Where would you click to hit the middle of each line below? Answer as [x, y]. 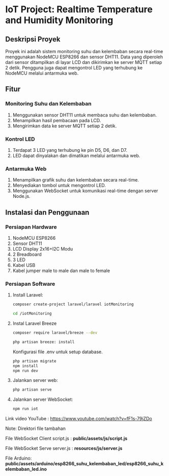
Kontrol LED [20, 139]
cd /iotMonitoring [32, 314]
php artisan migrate [34, 361]
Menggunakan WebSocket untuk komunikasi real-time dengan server [85, 191]
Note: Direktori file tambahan [36, 428]
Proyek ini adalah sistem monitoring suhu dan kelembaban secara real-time [84, 51]
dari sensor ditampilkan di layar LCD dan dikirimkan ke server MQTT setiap [84, 62]
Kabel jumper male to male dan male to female [61, 270]
